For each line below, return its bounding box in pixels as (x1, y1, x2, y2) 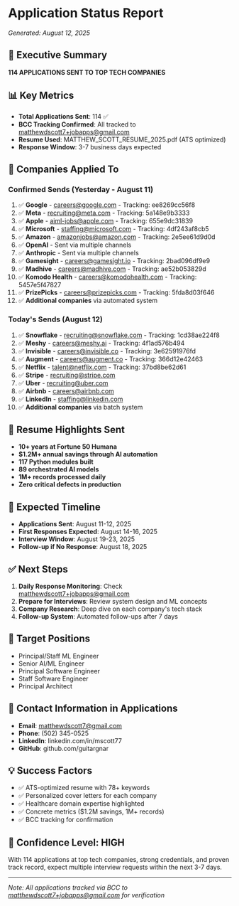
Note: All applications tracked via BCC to (8, 883, 128, 892)
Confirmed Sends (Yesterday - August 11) (8, 184, 154, 194)
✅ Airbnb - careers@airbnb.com (18, 386, 114, 395)
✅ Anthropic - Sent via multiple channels (18, 249, 139, 257)
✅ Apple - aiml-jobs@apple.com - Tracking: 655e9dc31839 (18, 217, 194, 225)
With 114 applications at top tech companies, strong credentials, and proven (8, 856, 230, 864)
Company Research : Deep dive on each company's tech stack (18, 604, 203, 613)
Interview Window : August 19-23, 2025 (18, 535, 135, 543)
